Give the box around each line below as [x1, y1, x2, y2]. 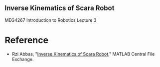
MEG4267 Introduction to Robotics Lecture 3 [4, 17, 97, 23]
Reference [4, 35, 48, 46]
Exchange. [11, 56, 34, 62]
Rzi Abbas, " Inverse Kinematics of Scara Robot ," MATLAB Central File [11, 51, 155, 57]
